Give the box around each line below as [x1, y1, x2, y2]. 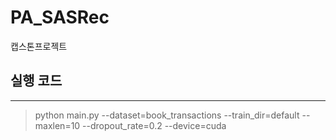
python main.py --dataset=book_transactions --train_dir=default [34, 109, 300, 121]
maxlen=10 [34, 119, 81, 131]
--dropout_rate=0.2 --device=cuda [82, 119, 227, 131]
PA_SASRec [10, 6, 110, 29]
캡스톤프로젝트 [10, 40, 68, 52]
